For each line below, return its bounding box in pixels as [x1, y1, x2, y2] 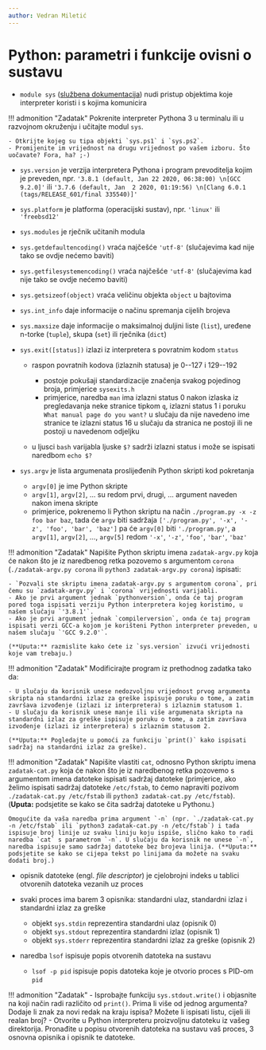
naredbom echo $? [31, 450, 93, 460]
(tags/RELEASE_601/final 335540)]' [19, 190, 138, 198]
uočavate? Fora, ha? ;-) [8, 151, 91, 159]
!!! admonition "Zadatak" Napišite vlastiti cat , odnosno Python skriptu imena [8, 757, 256, 766]
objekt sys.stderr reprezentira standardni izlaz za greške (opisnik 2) [31, 935, 256, 945]
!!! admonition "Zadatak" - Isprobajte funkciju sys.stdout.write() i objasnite [8, 989, 256, 1000]
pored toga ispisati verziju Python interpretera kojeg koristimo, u [8, 601, 244, 609]
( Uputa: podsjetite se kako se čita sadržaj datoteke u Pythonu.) [8, 799, 215, 809]
